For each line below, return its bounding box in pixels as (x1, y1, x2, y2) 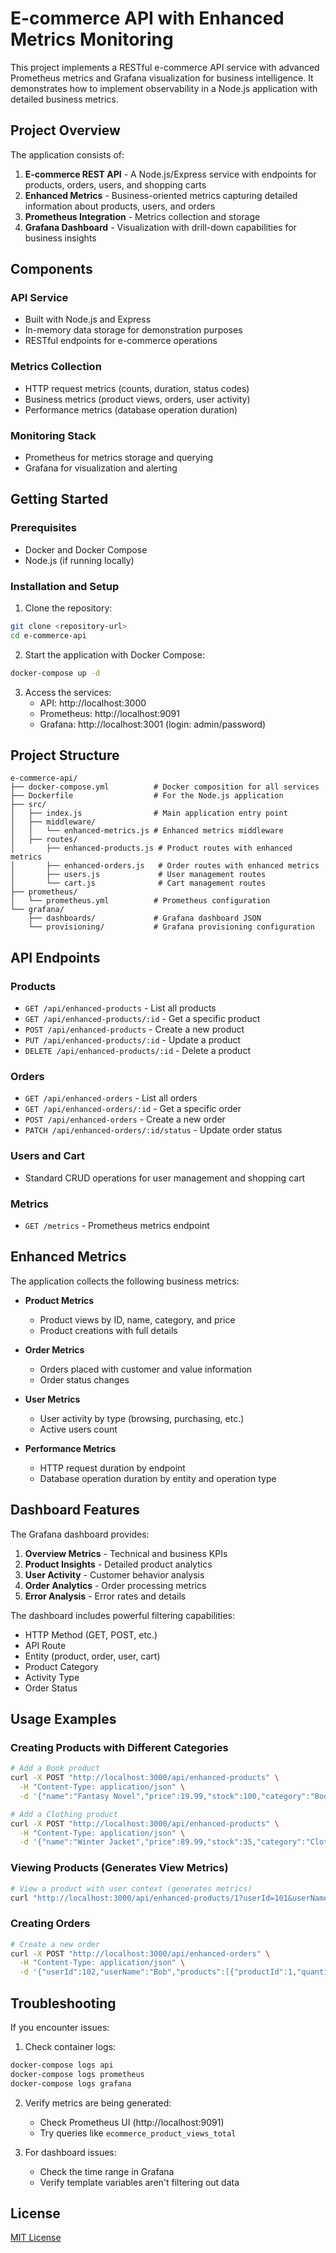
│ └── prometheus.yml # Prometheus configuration (10, 896, 271, 906)
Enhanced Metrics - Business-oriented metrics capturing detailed (24, 189, 298, 201)
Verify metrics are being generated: (24, 2097, 172, 2109)
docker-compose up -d (10, 668, 101, 678)
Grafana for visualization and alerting (24, 462, 178, 474)
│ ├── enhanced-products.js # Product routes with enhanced (10, 843, 293, 854)
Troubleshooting (10, 1995, 117, 2012)
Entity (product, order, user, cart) (24, 1650, 161, 1662)
